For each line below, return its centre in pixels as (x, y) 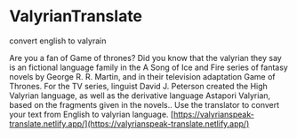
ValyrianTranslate (76, 16)
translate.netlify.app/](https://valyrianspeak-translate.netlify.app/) (129, 123)
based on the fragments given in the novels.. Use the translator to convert (144, 104)
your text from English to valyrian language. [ (92, 114)
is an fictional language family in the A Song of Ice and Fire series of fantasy (149, 67)
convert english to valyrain (58, 41)
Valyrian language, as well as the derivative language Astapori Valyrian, (140, 96)
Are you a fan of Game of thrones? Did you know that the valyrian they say (145, 57)
